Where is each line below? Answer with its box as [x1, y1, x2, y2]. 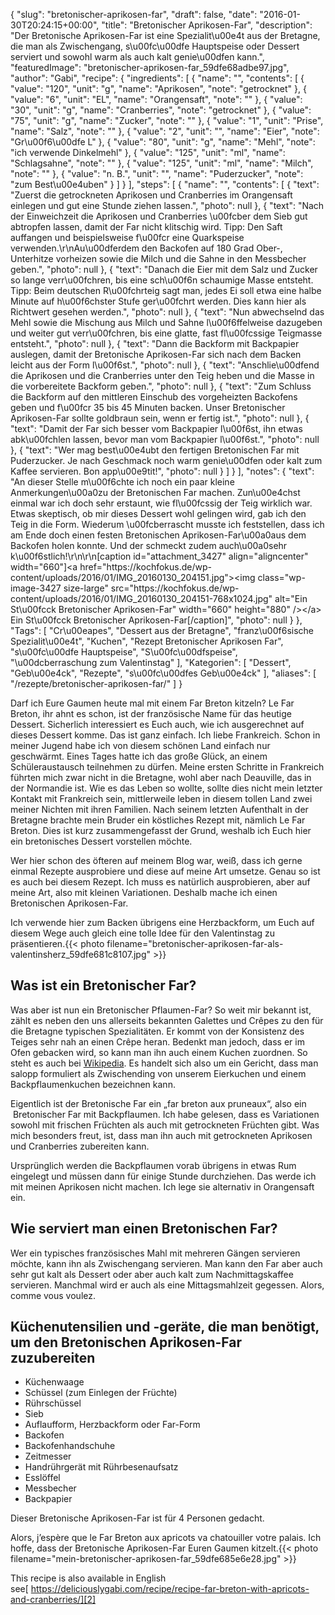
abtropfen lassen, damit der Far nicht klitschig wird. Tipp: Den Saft [10, 221, 283, 233]
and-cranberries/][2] [10, 1594, 97, 1606]
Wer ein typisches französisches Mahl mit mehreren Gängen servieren [10, 1247, 301, 1259]
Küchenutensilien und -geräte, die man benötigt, [10, 1319, 320, 1336]
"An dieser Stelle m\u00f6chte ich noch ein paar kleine [10, 476, 235, 488]
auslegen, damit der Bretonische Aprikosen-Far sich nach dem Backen [10, 349, 302, 360]
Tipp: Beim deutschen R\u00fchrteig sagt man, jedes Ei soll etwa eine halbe [10, 285, 322, 296]
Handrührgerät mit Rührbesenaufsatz [24, 1461, 179, 1473]
